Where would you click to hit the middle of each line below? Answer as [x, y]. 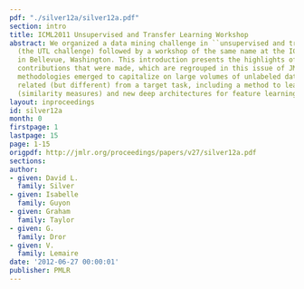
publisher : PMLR [40, 271]
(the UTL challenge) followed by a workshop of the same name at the [151, 52]
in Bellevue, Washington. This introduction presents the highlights [151, 60]
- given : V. [32, 246]
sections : [28, 161]
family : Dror [42, 236]
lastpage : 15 [34, 136]
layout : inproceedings [52, 102]
